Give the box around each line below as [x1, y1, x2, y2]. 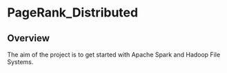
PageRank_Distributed [7, 5, 139, 21]
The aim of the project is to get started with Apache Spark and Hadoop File [7, 50, 221, 59]
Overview [7, 32, 50, 44]
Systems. [7, 58, 34, 66]
